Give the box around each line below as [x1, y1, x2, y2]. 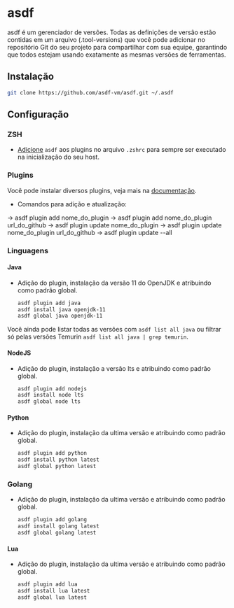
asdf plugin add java [17, 299, 81, 306]
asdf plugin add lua [17, 581, 78, 588]
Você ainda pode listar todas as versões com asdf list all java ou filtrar [7, 325, 222, 334]
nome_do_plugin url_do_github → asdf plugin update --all [7, 228, 173, 236]
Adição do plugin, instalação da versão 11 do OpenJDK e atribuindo [17, 278, 212, 287]
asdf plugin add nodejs [17, 385, 88, 393]
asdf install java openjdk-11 [17, 306, 106, 313]
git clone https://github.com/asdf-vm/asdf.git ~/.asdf [7, 89, 174, 96]
